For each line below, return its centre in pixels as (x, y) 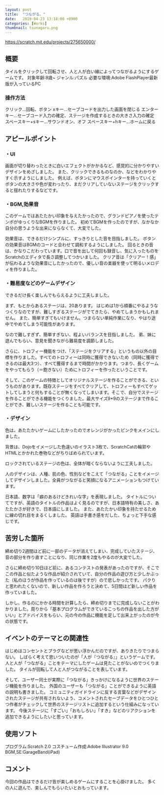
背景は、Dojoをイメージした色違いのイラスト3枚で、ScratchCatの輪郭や (78, 446)
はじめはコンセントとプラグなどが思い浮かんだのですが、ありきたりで (76, 651)
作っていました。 (22, 592)
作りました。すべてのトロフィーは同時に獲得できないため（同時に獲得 (84, 357)
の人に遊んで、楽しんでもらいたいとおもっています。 (58, 788)
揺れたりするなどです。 (37, 190)
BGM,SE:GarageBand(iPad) (33, 752)
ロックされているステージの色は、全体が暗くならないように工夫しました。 (80, 463)
